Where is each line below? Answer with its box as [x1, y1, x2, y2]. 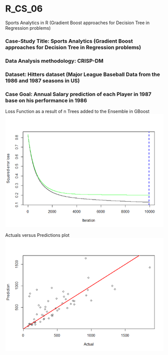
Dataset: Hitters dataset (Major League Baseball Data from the [5, 71, 160, 78]
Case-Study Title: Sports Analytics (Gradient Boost [5, 37, 133, 44]
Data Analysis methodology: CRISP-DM [5, 57, 104, 64]
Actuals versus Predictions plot [5, 232, 70, 238]
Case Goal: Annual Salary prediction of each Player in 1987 [5, 91, 152, 98]
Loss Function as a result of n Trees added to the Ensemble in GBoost [5, 109, 150, 114]
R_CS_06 [5, 3, 43, 15]
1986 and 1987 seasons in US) [5, 77, 80, 84]
